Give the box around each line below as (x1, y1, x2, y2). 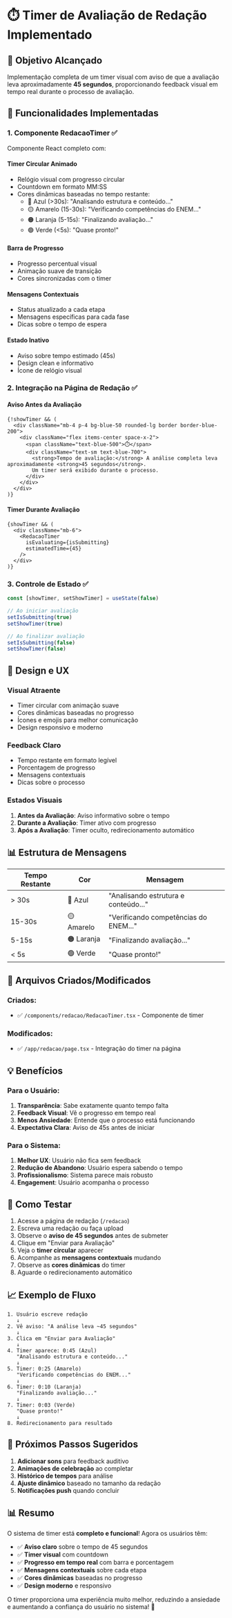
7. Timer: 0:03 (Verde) (7, 1402, 76, 1408)
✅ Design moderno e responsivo (17, 1581, 112, 1590)
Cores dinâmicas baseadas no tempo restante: (17, 189, 151, 198)
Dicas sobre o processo (17, 778, 85, 787)
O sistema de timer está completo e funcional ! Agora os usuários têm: (7, 1529, 208, 1537)
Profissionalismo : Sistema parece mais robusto (17, 1171, 153, 1180)
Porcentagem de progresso (17, 763, 95, 772)
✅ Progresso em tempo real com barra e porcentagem (17, 1558, 174, 1566)
